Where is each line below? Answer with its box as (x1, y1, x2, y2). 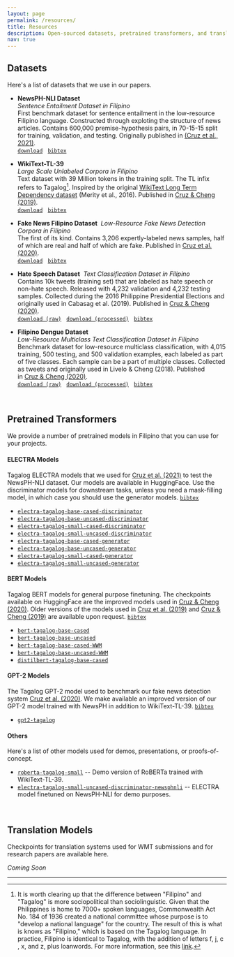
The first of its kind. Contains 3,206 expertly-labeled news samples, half (17, 233, 225, 242)
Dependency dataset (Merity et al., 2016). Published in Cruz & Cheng (17, 190, 216, 199)
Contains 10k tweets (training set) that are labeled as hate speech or (17, 277, 214, 285)
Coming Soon (7, 863, 47, 872)
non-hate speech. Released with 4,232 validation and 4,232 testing (17, 284, 211, 293)
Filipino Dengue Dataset (17, 328, 88, 336)
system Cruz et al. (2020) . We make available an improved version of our (7, 694, 217, 703)
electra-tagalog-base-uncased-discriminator (17, 515, 149, 523)
